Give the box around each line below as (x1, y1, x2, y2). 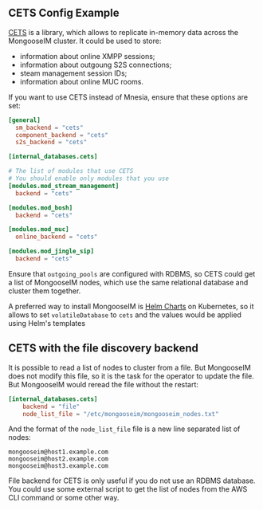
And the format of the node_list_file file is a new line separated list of (8, 424, 241, 433)
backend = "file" (22, 402, 80, 410)
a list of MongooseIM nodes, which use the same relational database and (8, 277, 249, 287)
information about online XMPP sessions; (19, 51, 155, 61)
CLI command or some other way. (8, 493, 120, 503)
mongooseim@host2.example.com (8, 455, 109, 463)
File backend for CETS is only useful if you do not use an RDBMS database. (8, 476, 256, 485)
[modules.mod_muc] (8, 226, 69, 233)
